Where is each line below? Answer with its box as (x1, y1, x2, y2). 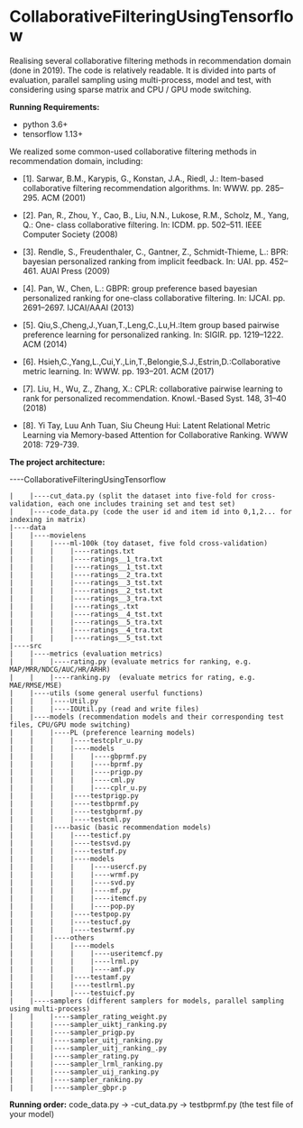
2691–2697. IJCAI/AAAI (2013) (22, 302, 134, 313)
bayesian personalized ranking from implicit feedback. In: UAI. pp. (22, 255, 268, 267)
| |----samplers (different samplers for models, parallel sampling (9, 996, 284, 1005)
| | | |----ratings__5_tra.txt (9, 618, 164, 627)
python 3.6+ (22, 119, 69, 130)
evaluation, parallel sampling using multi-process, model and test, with (9, 74, 272, 85)
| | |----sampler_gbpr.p (9, 1083, 127, 1092)
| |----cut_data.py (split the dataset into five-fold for (9, 491, 248, 500)
